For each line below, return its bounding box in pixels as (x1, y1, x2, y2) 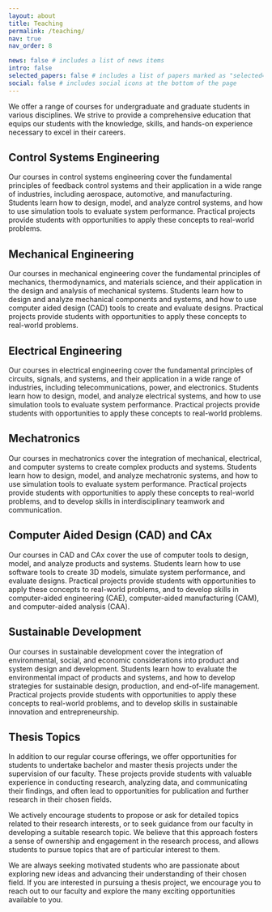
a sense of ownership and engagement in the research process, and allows (8, 836, 259, 846)
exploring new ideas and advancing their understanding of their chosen (8, 869, 247, 879)
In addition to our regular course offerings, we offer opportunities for (8, 752, 237, 761)
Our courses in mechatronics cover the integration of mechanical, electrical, (8, 453, 262, 462)
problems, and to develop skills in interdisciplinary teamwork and (8, 496, 225, 506)
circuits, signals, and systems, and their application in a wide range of (8, 374, 241, 384)
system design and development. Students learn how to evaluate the (8, 663, 237, 673)
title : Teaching (8, 19, 63, 28)
